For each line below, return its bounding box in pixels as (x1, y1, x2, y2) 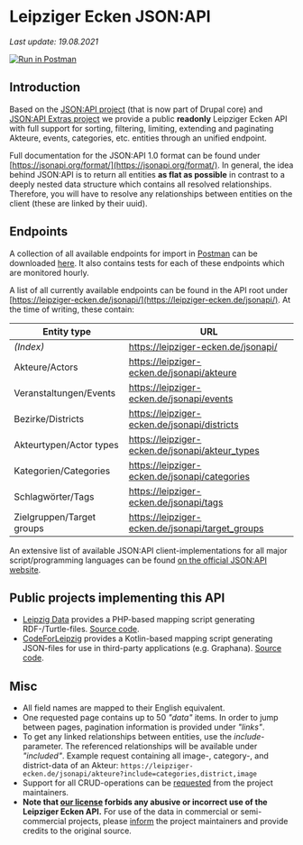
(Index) (14, 340, 45, 353)
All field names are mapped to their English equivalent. (22, 703, 225, 713)
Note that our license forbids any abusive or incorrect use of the (22, 796, 268, 808)
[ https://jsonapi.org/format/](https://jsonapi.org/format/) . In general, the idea (9, 160, 294, 170)
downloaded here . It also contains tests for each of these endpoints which (9, 257, 286, 268)
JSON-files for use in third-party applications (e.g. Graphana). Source (22, 643, 282, 654)
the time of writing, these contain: (9, 304, 135, 315)
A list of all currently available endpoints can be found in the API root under (9, 284, 289, 295)
